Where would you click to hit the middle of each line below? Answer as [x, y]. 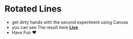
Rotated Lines [33, 9]
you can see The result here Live [45, 27]
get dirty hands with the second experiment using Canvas [70, 22]
